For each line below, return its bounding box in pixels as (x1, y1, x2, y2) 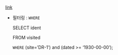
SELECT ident (12, 25, 41, 31)
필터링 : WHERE (12, 15, 40, 21)
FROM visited (12, 35, 41, 40)
